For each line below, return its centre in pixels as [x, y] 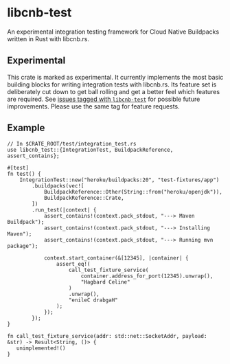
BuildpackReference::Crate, [84, 198]
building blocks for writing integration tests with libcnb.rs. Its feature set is [112, 84]
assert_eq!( [73, 264]
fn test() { [24, 174]
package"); [23, 246]
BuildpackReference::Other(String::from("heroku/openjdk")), [133, 192]
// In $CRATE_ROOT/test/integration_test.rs [72, 144]
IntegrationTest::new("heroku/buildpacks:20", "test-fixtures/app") [119, 180]
